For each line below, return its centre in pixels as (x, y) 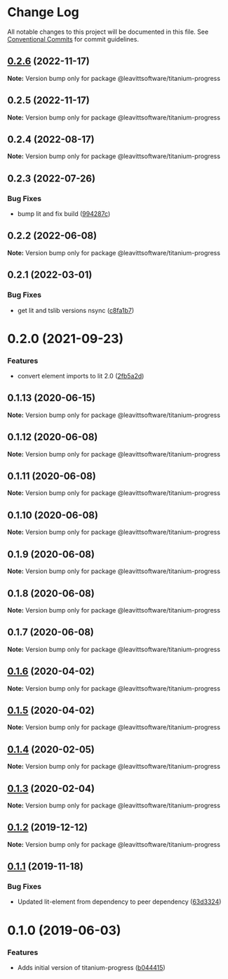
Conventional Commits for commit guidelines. (73, 39)
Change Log (43, 12)
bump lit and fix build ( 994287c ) (64, 214)
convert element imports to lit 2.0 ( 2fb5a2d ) (81, 376)
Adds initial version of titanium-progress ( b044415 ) (92, 967)
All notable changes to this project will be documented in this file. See (108, 32)
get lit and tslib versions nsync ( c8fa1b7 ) (76, 310)
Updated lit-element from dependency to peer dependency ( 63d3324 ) (119, 902)
